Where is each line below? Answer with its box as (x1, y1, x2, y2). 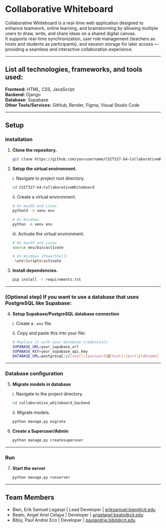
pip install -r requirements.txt (12, 277, 82, 282)
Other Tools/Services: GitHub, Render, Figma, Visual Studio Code (5, 102, 140, 108)
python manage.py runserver (12, 475, 70, 480)
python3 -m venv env (12, 208, 55, 213)
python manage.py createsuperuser (12, 438, 83, 443)
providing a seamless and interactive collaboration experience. (5, 46, 133, 52)
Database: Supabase (5, 97, 48, 103)
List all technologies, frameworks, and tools (5, 66, 143, 74)
